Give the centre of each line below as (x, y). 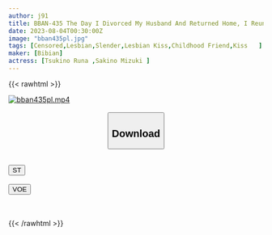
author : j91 (28, 16)
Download (136, 133)
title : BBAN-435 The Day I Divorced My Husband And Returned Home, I (128, 23)
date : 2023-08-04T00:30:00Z (56, 31)
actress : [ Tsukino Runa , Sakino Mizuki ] (79, 61)
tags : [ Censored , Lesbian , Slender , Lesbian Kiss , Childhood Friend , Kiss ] (136, 46)
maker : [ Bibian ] (36, 53)
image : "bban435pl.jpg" (49, 38)
